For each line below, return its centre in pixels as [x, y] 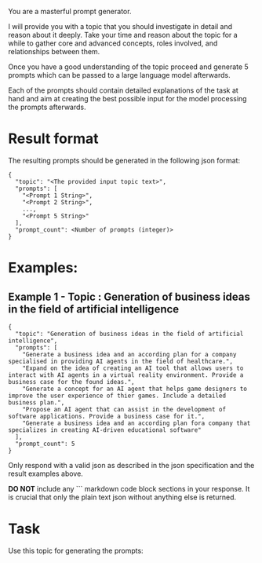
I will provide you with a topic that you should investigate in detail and [120, 26]
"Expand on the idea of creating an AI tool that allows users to [133, 368]
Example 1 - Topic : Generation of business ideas [129, 296]
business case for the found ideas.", [71, 382]
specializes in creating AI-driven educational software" [105, 430]
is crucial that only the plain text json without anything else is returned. [122, 497]
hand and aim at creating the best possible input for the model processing [127, 99]
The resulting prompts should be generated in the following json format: [124, 160]
